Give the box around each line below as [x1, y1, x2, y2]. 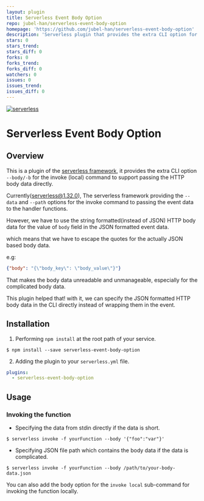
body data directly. [6, 180, 54, 187]
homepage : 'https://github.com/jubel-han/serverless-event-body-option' [6, 26, 195, 32]
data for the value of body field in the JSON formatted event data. [6, 223, 169, 230]
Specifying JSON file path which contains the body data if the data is [15, 447, 189, 454]
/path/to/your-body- [123, 465, 175, 471]
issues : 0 [6, 77, 32, 83]
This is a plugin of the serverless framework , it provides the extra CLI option [6, 167, 197, 174]
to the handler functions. [6, 205, 68, 212]
